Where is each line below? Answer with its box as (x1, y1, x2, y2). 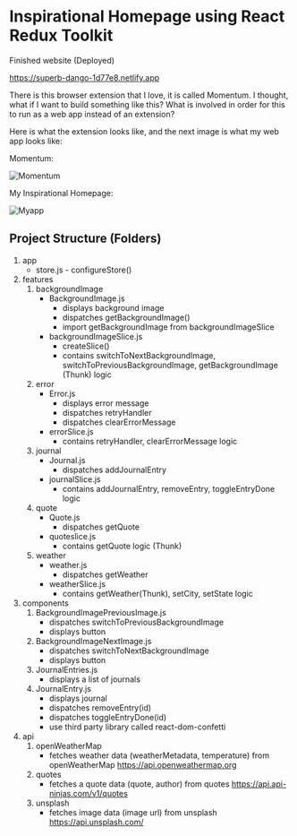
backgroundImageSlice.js (48, 331, 143, 341)
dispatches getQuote (62, 521, 140, 532)
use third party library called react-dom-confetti (48, 721, 226, 732)
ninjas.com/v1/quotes (48, 788, 128, 798)
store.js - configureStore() (35, 264, 132, 275)
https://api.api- (231, 778, 287, 789)
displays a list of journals (48, 674, 141, 685)
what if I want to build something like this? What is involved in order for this (9, 99, 285, 109)
